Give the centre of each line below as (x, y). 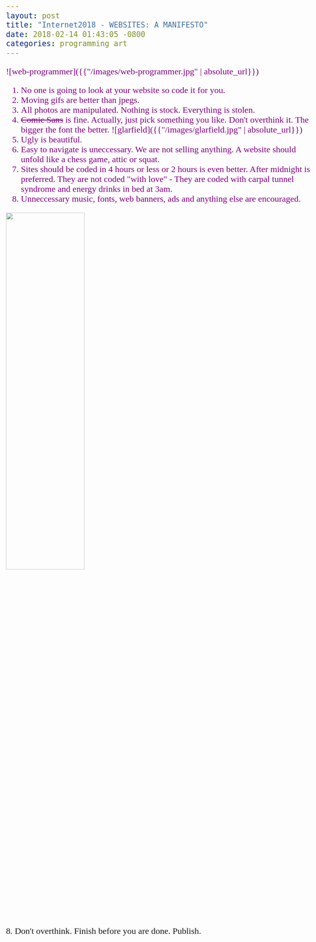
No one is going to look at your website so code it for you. (123, 90)
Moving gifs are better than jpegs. (80, 100)
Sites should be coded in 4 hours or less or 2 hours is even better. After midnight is (166, 169)
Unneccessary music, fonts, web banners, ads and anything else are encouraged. (161, 199)
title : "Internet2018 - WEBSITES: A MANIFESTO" (107, 25)
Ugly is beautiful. (51, 140)
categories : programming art (67, 44)
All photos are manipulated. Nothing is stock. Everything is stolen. (138, 110)
